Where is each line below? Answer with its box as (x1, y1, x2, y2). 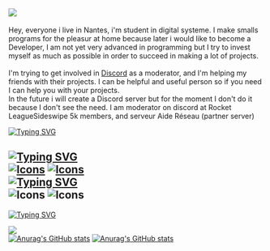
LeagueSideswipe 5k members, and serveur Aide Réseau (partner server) (8, 111, 255, 121)
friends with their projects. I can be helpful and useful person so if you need (8, 76, 262, 86)
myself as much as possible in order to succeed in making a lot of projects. (8, 50, 259, 61)
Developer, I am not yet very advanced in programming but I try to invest (8, 42, 251, 52)
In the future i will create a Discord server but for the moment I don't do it (8, 94, 253, 104)
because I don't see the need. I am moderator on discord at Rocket (8, 102, 232, 112)
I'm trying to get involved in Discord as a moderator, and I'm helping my (8, 68, 247, 78)
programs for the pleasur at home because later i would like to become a (8, 33, 251, 43)
